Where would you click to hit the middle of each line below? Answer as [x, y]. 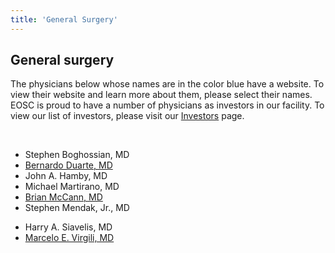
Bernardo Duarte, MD [68, 165]
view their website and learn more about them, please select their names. [161, 95]
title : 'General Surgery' [64, 19]
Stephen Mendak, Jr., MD [77, 208]
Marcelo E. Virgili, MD [69, 238]
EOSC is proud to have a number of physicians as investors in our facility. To [167, 105]
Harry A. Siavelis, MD [68, 227]
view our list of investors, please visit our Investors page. [127, 116]
